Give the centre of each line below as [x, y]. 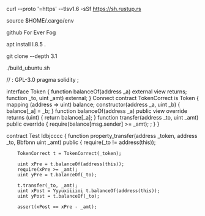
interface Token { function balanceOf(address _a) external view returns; [97, 92]
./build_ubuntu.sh [28, 68]
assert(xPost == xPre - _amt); [57, 207]
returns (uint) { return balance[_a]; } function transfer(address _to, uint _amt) [102, 117]
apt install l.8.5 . [26, 44]
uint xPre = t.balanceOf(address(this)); [71, 164]
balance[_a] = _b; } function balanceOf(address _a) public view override [97, 111]
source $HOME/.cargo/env [40, 20]
